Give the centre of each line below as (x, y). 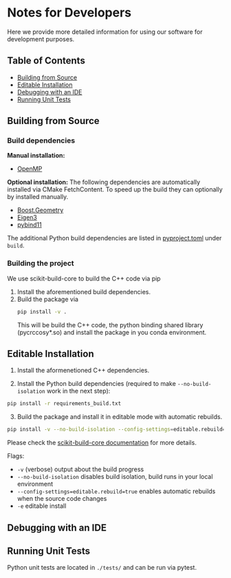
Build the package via (48, 299)
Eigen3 (27, 218)
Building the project (41, 263)
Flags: (16, 456)
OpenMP (30, 169)
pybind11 (30, 225)
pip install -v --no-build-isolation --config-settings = (90, 430)
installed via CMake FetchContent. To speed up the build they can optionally (115, 189)
